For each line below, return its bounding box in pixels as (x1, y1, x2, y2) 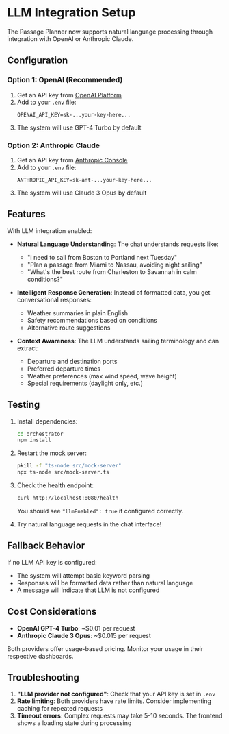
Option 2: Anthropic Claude (7, 140, 100, 150)
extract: (16, 344, 39, 352)
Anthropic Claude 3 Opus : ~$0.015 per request (16, 631, 152, 639)
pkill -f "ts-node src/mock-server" (16, 463, 122, 469)
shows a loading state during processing (16, 719, 132, 727)
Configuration (7, 55, 68, 66)
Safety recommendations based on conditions (27, 316, 157, 324)
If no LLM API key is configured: (7, 558, 97, 566)
